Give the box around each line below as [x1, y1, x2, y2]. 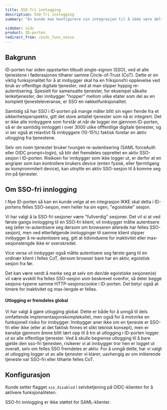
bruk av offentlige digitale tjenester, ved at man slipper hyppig [5, 82, 132, 88]
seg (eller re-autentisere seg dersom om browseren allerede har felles [5, 224, 149, 230]
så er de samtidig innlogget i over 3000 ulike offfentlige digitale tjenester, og [5, 124, 162, 130]
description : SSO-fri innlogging [5, 12, 75, 17]
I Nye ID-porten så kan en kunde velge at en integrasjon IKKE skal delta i [5, 198, 154, 205]
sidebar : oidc [5, 25, 35, 30]
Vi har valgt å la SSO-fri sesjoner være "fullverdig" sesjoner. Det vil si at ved [5, 213, 161, 220]
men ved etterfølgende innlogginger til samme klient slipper [22, 229, 145, 235]
